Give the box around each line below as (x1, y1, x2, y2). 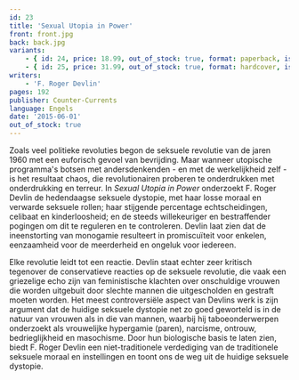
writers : (9, 71, 42, 80)
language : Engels (9, 104, 74, 113)
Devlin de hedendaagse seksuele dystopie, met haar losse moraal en (9, 192, 263, 203)
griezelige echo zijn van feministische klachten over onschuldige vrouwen (9, 276, 280, 286)
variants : (9, 46, 46, 55)
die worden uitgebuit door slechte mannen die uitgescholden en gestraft (9, 286, 274, 295)
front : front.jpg (9, 29, 74, 38)
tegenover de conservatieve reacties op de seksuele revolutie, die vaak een (9, 266, 287, 277)
